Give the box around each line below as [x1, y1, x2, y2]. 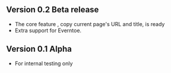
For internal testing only [14, 59, 73, 67]
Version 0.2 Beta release [6, 5, 99, 15]
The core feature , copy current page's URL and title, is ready [14, 20, 165, 27]
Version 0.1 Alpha [6, 44, 72, 54]
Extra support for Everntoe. [14, 27, 82, 34]
